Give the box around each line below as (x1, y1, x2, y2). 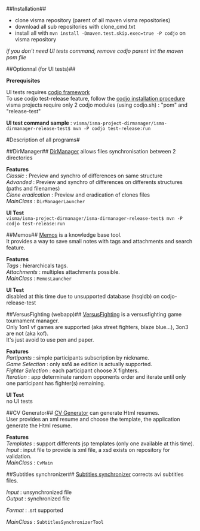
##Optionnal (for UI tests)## (6, 65, 76, 73)
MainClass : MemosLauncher (6, 275, 72, 282)
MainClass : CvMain (6, 459, 53, 466)
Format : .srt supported (6, 506, 64, 514)
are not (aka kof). (6, 330, 49, 337)
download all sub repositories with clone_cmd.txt (14, 23, 136, 30)
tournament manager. (6, 317, 60, 324)
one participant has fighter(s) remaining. (6, 380, 106, 387)
